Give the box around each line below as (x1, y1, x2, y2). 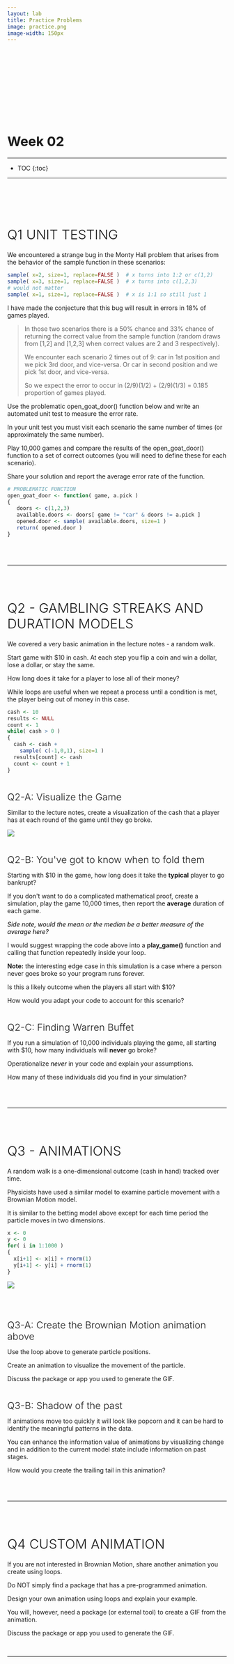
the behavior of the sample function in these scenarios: (7, 258, 166, 267)
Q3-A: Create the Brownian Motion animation (7, 1319, 207, 1331)
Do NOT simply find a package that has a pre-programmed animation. (7, 1580, 208, 1589)
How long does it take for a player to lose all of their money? (7, 674, 180, 683)
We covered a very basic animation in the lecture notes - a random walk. (7, 639, 216, 648)
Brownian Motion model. (7, 1195, 77, 1204)
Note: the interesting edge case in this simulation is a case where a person (7, 962, 221, 970)
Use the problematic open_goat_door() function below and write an (7, 402, 200, 410)
